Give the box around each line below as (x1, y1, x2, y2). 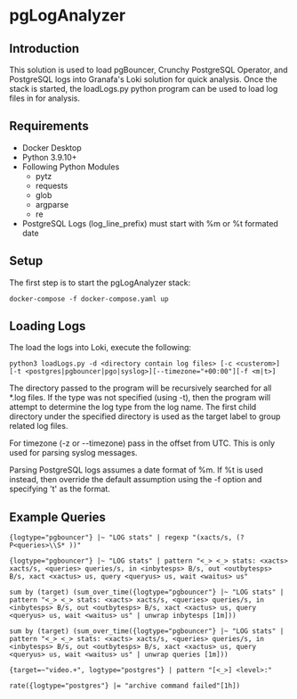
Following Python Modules (21, 161, 120, 172)
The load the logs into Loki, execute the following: (9, 342, 192, 353)
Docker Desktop (21, 142, 82, 152)
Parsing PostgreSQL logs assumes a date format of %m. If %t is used (9, 465, 264, 475)
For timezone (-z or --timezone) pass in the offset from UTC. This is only (9, 438, 276, 448)
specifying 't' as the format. (9, 483, 111, 495)
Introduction (9, 41, 80, 56)
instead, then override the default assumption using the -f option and (9, 474, 262, 485)
